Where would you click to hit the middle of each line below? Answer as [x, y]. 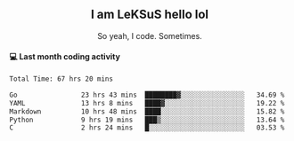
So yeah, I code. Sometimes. [150, 35]
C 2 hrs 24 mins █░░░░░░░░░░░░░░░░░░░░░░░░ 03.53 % [147, 128]
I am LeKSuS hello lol [150, 15]
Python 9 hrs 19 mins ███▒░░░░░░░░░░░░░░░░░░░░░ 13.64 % [147, 120]
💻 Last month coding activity [65, 57]
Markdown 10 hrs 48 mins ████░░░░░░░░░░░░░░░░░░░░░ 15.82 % [147, 111]
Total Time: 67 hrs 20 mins [61, 79]
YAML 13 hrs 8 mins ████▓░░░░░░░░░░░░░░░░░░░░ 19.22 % [147, 103]
